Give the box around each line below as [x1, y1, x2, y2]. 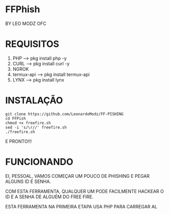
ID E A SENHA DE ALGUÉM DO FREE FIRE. [5, 194, 94, 200]
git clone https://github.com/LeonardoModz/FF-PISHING [5, 111, 124, 117]
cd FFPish [5, 116, 26, 121]
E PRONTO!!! [5, 138, 32, 144]
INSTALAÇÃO [5, 95, 63, 106]
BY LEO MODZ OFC [5, 20, 47, 26]
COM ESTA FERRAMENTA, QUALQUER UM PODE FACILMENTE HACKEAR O [5, 188, 164, 194]
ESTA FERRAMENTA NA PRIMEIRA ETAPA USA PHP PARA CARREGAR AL [5, 203, 157, 209]
